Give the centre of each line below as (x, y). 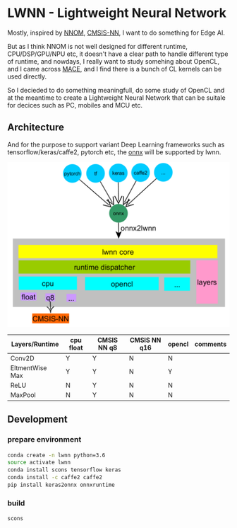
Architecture (36, 128)
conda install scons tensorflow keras (64, 470)
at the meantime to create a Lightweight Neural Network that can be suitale (116, 98)
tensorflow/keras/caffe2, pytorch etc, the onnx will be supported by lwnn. (114, 152)
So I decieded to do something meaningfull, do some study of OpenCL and (116, 90)
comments (211, 344)
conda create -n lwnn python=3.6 (56, 455)
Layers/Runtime (35, 344)
